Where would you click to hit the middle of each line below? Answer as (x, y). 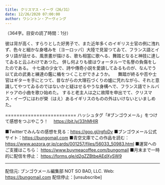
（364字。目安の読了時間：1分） (38, 33)
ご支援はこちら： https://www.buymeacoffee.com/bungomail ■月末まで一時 (82, 150)
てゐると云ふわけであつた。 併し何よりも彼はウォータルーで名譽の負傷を (79, 62)
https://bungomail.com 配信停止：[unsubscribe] (54, 177)
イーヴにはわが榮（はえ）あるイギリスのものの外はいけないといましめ (84, 99)
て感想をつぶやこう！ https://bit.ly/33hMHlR (52, 121)
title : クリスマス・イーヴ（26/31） (39, 10)
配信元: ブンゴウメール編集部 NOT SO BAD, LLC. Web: (60, 171)
